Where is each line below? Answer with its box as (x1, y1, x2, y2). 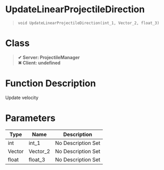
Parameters (5, 112, 56, 124)
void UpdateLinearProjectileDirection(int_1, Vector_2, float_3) (17, 20, 159, 26)
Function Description (5, 78, 96, 89)
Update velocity (5, 94, 39, 101)
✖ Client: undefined (17, 60, 61, 66)
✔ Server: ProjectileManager (17, 54, 80, 60)
